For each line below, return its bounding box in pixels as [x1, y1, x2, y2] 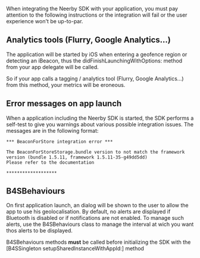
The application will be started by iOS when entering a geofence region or [6, 51, 187, 58]
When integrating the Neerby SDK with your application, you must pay [6, 5, 179, 12]
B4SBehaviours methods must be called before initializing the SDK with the [6, 238, 191, 246]
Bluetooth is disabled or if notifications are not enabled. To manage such [6, 215, 185, 222]
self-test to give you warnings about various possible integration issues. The [6, 120, 194, 128]
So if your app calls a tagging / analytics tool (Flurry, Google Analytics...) [6, 74, 184, 82]
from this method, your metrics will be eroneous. [6, 81, 126, 88]
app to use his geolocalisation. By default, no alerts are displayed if [6, 208, 171, 215]
